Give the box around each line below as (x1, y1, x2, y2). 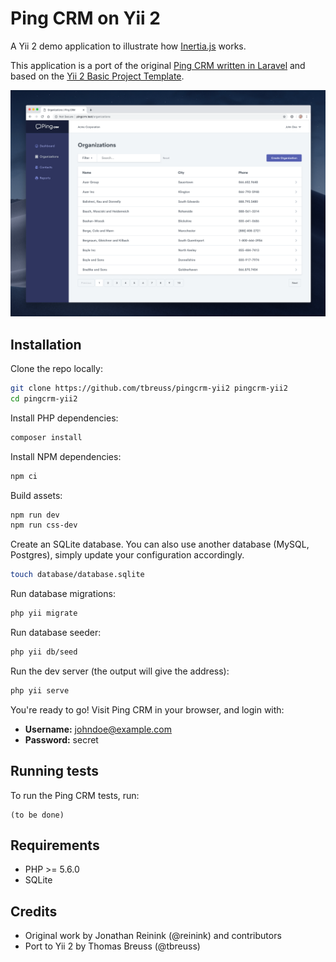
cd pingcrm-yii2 (10, 393, 78, 404)
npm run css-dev (10, 520, 78, 531)
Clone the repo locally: (10, 363, 103, 374)
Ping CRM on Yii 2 (10, 7, 161, 30)
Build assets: (10, 489, 63, 501)
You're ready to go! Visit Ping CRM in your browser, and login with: (10, 703, 285, 716)
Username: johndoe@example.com (24, 723, 173, 735)
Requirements (10, 837, 100, 854)
